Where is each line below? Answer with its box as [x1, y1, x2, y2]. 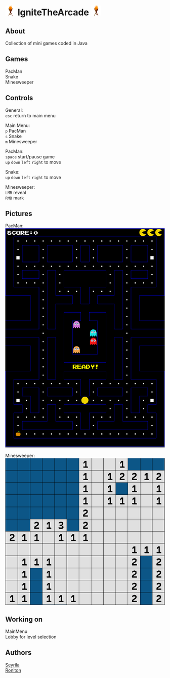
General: [5, 107, 23, 113]
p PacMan [5, 128, 26, 134]
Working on [5, 615, 43, 623]
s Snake [5, 133, 22, 139]
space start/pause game [5, 153, 55, 159]
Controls [5, 94, 33, 102]
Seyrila [5, 662, 20, 668]
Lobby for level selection [5, 634, 57, 640]
